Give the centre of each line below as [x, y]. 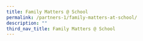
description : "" [27, 23]
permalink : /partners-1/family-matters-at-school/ [72, 17]
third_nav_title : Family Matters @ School [61, 29]
